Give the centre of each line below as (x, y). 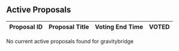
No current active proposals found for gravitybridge (70, 41)
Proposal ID (26, 26)
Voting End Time (119, 26)
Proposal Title (69, 26)
